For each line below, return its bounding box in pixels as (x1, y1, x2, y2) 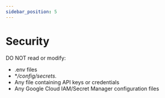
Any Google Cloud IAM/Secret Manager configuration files (14, 85, 160, 92)
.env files (14, 66, 37, 73)
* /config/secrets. (14, 72, 57, 79)
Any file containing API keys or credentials (14, 78, 120, 85)
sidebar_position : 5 (5, 8, 58, 15)
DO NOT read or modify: (5, 54, 66, 62)
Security (5, 34, 49, 48)
